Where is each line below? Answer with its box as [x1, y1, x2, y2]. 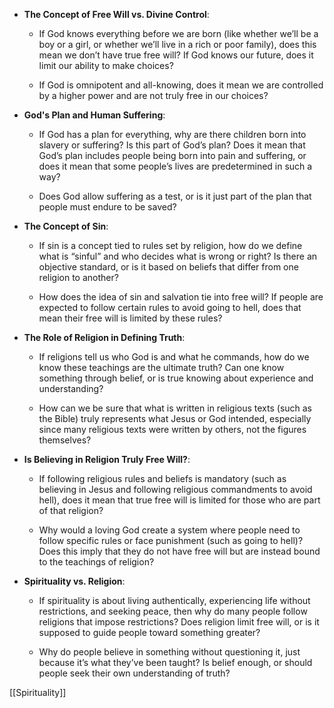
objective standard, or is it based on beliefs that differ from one [38, 261, 299, 273]
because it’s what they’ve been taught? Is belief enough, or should [38, 657, 313, 668]
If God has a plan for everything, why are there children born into [38, 129, 307, 140]
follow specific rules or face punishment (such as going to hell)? [38, 535, 304, 546]
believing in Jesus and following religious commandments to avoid [38, 484, 313, 495]
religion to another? [38, 272, 119, 283]
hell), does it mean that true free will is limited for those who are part [38, 494, 321, 506]
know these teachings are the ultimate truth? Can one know [38, 362, 285, 373]
